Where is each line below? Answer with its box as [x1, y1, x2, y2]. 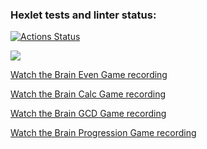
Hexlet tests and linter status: [10, 8, 157, 22]
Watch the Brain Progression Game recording [10, 127, 197, 139]
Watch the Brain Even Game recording [10, 69, 168, 81]
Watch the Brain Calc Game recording [10, 88, 166, 100]
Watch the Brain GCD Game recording [10, 108, 167, 120]
